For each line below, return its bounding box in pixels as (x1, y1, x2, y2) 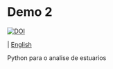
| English (7, 40, 33, 48)
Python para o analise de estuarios (7, 53, 107, 62)
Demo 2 (7, 4, 53, 20)
